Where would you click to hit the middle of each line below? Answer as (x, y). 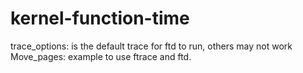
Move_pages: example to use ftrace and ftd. (101, 56)
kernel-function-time (100, 18)
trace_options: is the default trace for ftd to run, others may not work (151, 46)
